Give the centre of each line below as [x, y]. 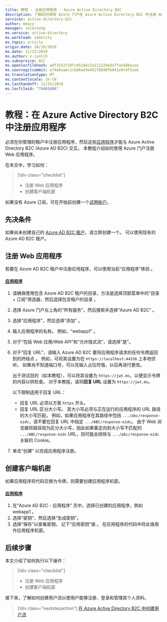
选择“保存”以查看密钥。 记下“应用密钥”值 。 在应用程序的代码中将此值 [83, 524]
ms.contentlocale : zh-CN [31, 79]
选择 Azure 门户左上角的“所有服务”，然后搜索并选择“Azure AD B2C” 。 [84, 310]
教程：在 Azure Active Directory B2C [82, 115]
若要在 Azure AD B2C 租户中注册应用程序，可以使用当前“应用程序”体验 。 [80, 269]
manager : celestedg [25, 28]
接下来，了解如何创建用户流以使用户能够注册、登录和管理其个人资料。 [77, 598]
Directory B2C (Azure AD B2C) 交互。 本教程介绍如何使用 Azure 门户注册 [80, 148]
